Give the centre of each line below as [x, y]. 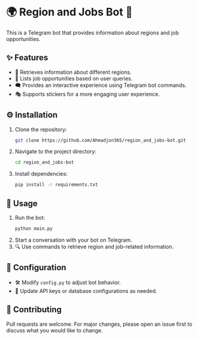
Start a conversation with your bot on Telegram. [73, 240]
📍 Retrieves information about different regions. [73, 72]
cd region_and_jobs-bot [44, 163]
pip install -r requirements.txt [56, 185]
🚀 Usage [22, 203]
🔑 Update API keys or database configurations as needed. [86, 291]
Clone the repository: [41, 129]
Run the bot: [30, 218]
